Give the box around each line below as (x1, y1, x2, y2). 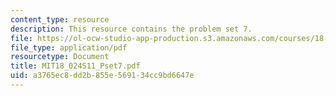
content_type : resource (10, 14, 110, 25)
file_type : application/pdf (10, 42, 128, 53)
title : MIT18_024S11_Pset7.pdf (10, 61, 141, 71)
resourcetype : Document (10, 52, 110, 62)
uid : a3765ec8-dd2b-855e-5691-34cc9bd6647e (10, 71, 195, 81)
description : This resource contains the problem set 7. (10, 24, 253, 34)
